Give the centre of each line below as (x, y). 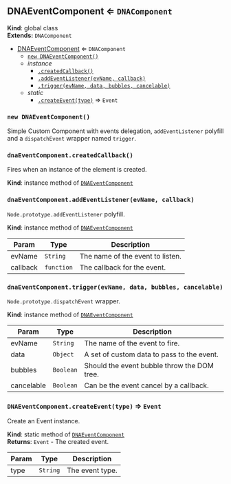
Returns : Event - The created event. (58, 442)
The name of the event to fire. (132, 343)
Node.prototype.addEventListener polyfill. (66, 214)
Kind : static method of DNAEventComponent (66, 434)
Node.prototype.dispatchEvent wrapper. (64, 301)
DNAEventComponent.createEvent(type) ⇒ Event (84, 406)
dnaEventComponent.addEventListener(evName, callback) (101, 200)
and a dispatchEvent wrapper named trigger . (71, 139)
